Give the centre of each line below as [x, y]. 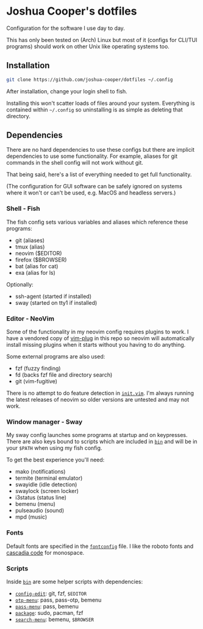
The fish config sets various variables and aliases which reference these [97, 222]
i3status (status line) [41, 497]
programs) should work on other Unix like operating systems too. [88, 46]
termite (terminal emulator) [49, 478]
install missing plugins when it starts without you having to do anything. [96, 345]
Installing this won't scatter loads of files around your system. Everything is [101, 103]
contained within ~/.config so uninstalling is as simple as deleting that [94, 109]
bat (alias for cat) [37, 266]
